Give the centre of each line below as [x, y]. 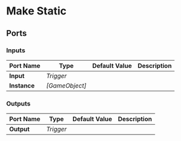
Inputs [16, 50]
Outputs [19, 103]
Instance [22, 85]
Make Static [37, 11]
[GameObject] [66, 85]
